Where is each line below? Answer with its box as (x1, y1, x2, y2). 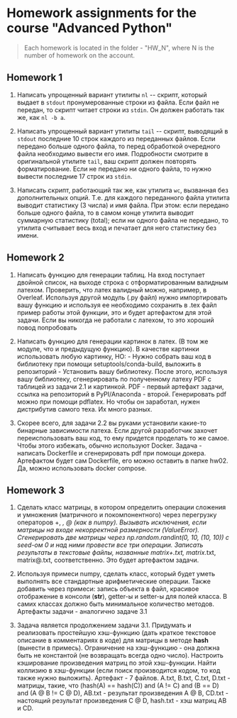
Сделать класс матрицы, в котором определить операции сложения (16, 503, 226, 512)
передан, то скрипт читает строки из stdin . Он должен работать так (16, 105, 225, 114)
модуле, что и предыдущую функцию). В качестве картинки (16, 344, 199, 353)
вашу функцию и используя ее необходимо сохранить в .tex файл (16, 300, 217, 309)
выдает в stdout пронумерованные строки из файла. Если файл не (16, 98, 219, 106)
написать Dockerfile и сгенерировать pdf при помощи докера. (16, 448, 206, 457)
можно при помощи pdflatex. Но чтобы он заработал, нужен (16, 397, 200, 406)
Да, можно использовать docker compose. (16, 463, 147, 473)
